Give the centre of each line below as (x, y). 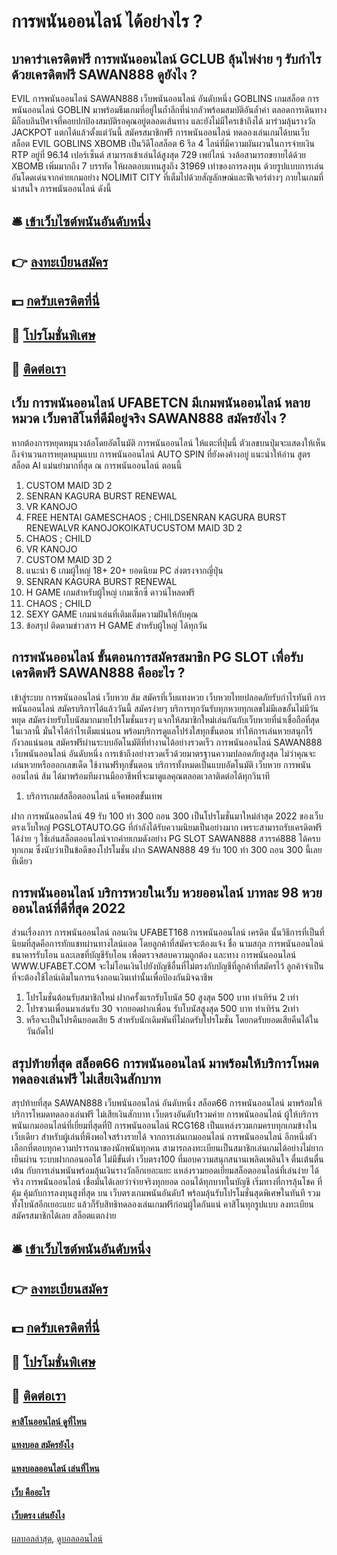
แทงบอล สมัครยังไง (42, 1445)
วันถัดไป (39, 1031)
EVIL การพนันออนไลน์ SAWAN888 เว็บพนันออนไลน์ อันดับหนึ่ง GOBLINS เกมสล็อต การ (165, 98)
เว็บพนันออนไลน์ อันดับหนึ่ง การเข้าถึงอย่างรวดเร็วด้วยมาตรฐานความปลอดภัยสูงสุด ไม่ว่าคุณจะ (163, 753)
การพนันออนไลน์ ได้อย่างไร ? (107, 21)
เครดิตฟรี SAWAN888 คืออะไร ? (98, 673)
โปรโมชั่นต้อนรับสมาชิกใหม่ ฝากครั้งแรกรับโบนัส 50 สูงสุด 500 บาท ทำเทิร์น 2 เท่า (162, 997)
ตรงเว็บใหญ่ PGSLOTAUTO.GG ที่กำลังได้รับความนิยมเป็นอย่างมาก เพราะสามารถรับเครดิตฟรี (167, 827)
